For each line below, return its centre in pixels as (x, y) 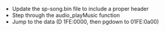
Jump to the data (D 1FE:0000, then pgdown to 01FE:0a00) (86, 22)
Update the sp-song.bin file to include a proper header (80, 9)
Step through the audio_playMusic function (66, 15)
